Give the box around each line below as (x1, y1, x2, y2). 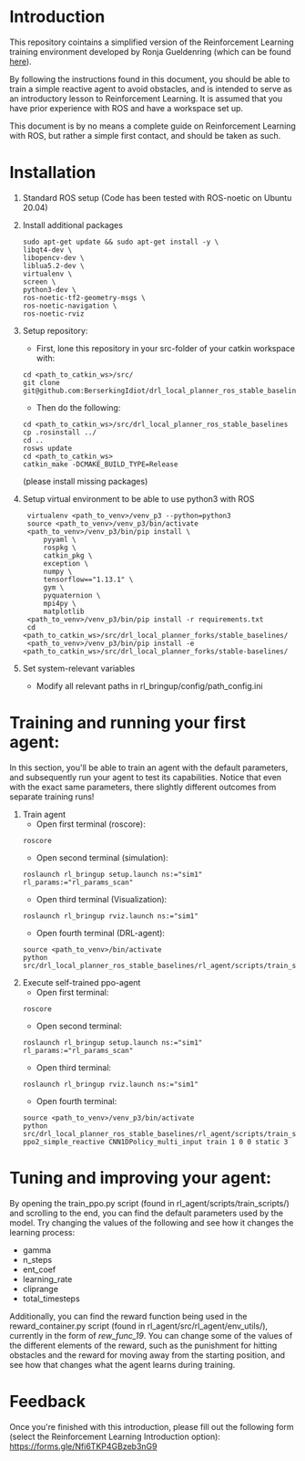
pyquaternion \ (43, 590, 101, 600)
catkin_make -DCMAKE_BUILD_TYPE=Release (22, 459, 178, 469)
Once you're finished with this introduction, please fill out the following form (9, 1421, 294, 1432)
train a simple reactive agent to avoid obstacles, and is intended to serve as (9, 83, 293, 94)
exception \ (43, 558, 89, 568)
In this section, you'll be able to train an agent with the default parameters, (9, 762, 289, 773)
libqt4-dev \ (22, 245, 73, 255)
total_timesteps (22, 1293, 80, 1304)
